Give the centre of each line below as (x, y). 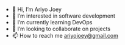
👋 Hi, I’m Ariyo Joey (37, 9)
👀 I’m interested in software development (64, 16)
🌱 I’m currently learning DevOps (52, 22)
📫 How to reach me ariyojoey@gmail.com (65, 36)
